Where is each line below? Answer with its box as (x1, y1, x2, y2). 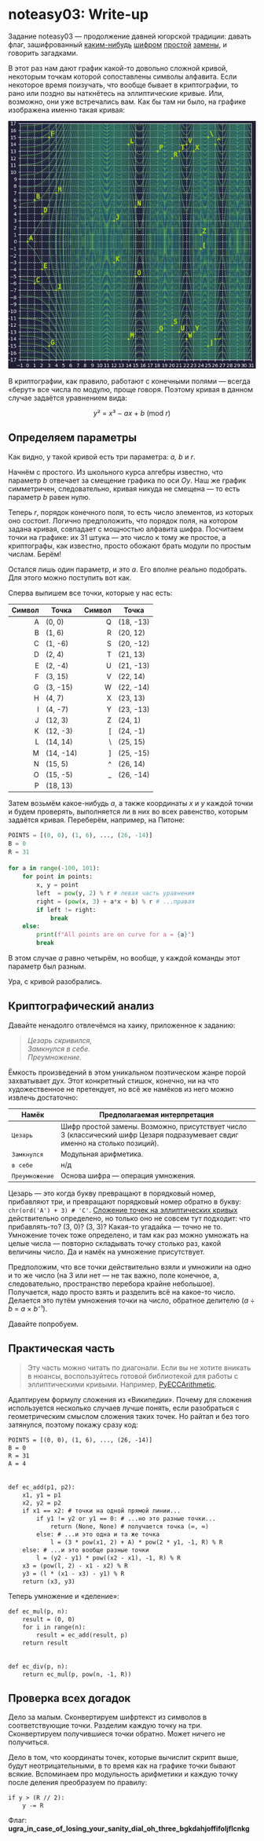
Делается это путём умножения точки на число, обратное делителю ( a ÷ (8, 1295, 255, 1305)
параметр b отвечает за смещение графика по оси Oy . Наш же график (8, 476, 247, 485)
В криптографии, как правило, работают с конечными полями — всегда (8, 376, 251, 386)
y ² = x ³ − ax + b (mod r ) (93, 408, 171, 417)
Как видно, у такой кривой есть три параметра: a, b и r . (8, 452, 196, 461)
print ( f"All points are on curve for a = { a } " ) (36, 931, 195, 939)
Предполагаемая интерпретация (99, 1110, 214, 1119)
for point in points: (22, 873, 93, 881)
